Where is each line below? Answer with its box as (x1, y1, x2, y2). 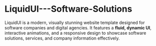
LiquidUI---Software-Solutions (4, 3, 133, 15)
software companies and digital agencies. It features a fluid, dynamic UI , (4, 24, 152, 30)
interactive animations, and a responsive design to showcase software (4, 30, 146, 36)
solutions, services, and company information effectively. (4, 35, 120, 41)
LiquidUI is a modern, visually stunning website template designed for (4, 20, 145, 25)
